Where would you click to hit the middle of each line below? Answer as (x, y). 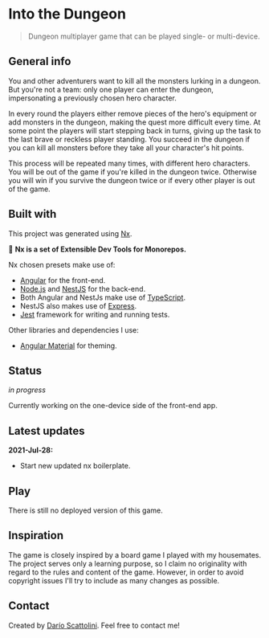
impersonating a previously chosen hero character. (92, 98)
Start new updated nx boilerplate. (75, 466)
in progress (27, 390)
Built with (33, 214)
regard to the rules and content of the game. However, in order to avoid (126, 572)
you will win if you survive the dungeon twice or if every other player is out (132, 180)
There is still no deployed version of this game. (86, 510)
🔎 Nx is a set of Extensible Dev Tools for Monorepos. (98, 249)
